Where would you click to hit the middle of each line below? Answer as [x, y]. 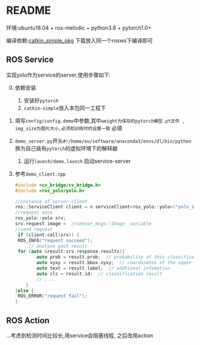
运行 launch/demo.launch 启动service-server [77, 161]
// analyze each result [58, 246]
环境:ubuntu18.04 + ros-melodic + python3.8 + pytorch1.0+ [79, 28]
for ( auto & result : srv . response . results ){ [71, 252]
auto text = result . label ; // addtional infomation [104, 268]
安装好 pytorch [41, 100]
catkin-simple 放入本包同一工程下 [65, 108]
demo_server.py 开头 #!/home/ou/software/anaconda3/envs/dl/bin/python [103, 141]
